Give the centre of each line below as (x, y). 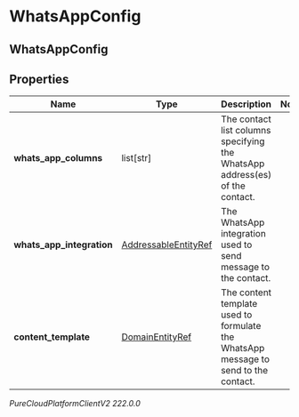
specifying (243, 141)
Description (246, 104)
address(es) (246, 175)
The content (246, 293)
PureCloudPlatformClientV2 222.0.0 (75, 404)
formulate (241, 326)
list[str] (137, 158)
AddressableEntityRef (167, 245)
